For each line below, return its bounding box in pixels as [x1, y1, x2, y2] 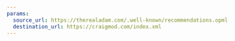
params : [6, 10, 30, 17]
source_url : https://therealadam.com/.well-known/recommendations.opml [13, 17, 229, 24]
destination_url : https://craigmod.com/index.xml [13, 23, 162, 30]
